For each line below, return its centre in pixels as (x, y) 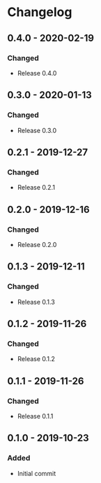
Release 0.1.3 (36, 302)
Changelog (40, 12)
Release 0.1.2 (36, 359)
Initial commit (37, 473)
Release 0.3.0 (37, 130)
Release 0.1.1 (35, 416)
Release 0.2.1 (36, 188)
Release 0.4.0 (37, 73)
